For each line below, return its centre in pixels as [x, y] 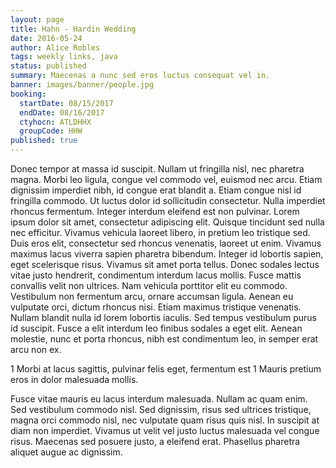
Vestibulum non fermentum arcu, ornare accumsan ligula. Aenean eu [152, 296]
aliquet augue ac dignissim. [66, 452]
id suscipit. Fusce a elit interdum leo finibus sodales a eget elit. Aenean [156, 328]
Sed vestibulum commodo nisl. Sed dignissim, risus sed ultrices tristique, [161, 409]
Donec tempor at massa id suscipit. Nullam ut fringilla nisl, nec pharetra [157, 169]
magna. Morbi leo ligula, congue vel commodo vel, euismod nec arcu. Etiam [166, 179]
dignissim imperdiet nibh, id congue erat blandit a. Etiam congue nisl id [156, 190]
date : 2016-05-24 [46, 38]
